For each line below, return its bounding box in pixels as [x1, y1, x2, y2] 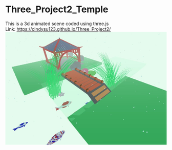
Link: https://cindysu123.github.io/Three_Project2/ [5, 26, 111, 32]
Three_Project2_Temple [5, 4, 109, 15]
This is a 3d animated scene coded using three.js [5, 20, 109, 27]
